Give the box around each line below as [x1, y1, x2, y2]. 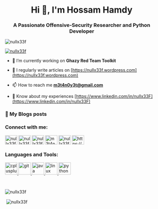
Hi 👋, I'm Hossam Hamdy [31, 4, 133, 16]
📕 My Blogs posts [5, 111, 47, 117]
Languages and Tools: [5, 151, 58, 158]
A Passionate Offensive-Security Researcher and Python [13, 22, 151, 29]
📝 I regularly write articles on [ [12, 67, 73, 73]
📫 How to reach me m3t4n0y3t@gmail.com [12, 82, 104, 88]
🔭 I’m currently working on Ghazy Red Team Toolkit [12, 58, 116, 64]
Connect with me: [5, 124, 48, 131]
